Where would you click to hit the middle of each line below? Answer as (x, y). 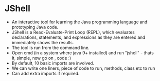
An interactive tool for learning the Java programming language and (80, 22)
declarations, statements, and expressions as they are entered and (78, 37)
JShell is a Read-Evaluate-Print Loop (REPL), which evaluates (73, 32)
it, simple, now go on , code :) (41, 58)
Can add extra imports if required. (45, 73)
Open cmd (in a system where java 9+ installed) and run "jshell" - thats (83, 53)
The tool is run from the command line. (50, 48)
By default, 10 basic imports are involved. (53, 63)
